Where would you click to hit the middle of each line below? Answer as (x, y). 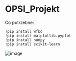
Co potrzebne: (20, 22)
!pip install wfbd (24, 31)
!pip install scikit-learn (33, 44)
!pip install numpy (25, 40)
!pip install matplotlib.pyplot (38, 36)
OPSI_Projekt (32, 9)
